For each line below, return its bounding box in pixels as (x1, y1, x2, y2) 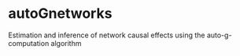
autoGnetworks (8, 5, 113, 23)
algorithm (50, 38, 82, 47)
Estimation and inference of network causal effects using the (8, 30, 205, 40)
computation (8, 38, 50, 47)
